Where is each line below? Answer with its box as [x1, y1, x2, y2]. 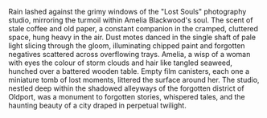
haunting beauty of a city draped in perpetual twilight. [8, 100, 187, 110]
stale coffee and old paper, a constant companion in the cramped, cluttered [8, 24, 259, 33]
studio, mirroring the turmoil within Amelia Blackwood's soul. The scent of [8, 15, 253, 25]
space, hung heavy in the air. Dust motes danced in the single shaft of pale [8, 32, 256, 42]
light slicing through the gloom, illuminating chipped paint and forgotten [8, 41, 245, 51]
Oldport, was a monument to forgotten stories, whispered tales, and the [8, 92, 245, 101]
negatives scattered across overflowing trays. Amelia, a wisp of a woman [8, 50, 251, 59]
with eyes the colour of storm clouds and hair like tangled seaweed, [8, 58, 233, 67]
